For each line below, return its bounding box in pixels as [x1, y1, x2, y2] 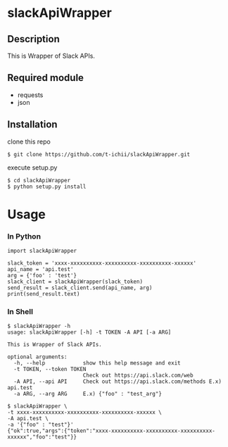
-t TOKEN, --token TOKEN [13, 366, 87, 373]
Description [7, 33, 60, 45]
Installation [7, 118, 58, 131]
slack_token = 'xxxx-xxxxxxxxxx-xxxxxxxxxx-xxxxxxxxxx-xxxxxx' [7, 260, 197, 267]
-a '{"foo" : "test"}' [7, 421, 74, 429]
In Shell [7, 307, 34, 317]
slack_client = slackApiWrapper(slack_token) [7, 278, 143, 286]
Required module [7, 72, 84, 84]
